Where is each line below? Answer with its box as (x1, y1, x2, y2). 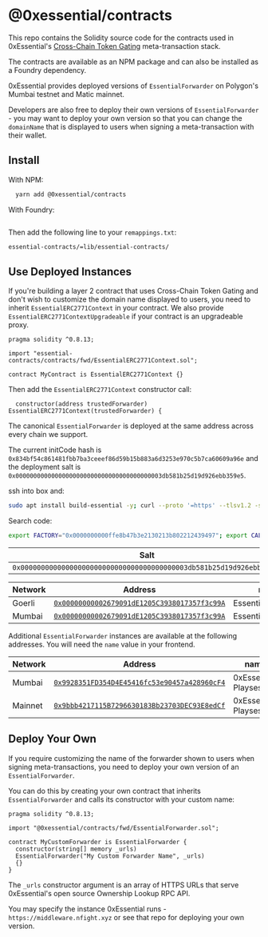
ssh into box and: (8, 487, 65, 496)
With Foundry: (8, 205, 55, 214)
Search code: (8, 516, 53, 526)
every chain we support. (8, 430, 89, 439)
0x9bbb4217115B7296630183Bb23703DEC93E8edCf (53, 701, 226, 711)
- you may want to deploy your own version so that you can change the (8, 113, 242, 122)
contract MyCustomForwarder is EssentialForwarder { (8, 838, 187, 846)
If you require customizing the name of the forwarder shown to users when (8, 753, 255, 763)
